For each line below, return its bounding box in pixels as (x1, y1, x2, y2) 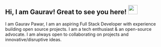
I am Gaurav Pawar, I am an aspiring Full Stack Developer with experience (5, 21, 156, 27)
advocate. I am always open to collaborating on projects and (5, 31, 129, 37)
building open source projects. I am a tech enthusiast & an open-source (5, 26, 152, 32)
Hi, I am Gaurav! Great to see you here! (5, 8, 127, 16)
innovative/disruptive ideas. (5, 36, 62, 42)
